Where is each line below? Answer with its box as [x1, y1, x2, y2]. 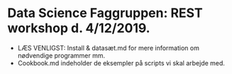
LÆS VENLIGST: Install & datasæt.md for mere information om [17, 43, 200, 52]
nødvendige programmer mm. [17, 51, 105, 60]
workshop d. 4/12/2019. [7, 20, 150, 36]
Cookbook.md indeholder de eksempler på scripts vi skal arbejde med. [17, 58, 226, 67]
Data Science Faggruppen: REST [7, 5, 204, 21]
